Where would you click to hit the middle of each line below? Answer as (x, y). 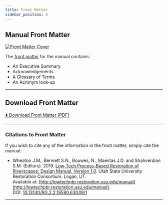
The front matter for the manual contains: (47, 57)
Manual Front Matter (38, 35)
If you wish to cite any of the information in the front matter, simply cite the (82, 145)
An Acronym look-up (34, 82)
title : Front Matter (27, 10)
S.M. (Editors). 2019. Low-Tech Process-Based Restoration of (75, 166)
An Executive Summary (36, 66)
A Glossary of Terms (33, 77)
